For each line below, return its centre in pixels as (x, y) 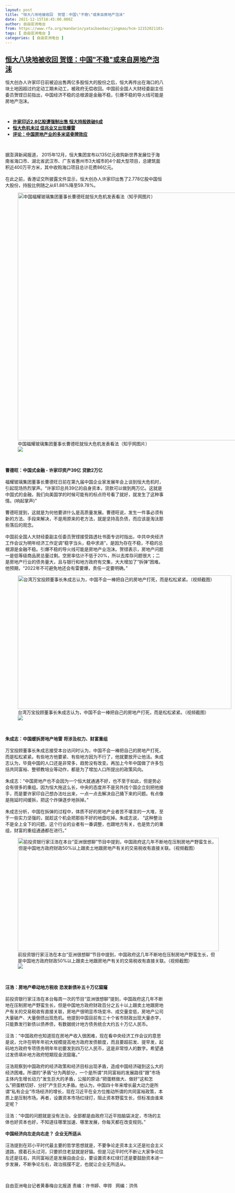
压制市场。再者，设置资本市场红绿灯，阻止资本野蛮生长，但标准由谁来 (91, 1098)
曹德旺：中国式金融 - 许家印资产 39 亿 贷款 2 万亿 (54, 470)
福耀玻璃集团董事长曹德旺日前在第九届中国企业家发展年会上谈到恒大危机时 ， (84, 482)
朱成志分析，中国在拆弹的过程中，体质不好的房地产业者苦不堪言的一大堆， (82, 811)
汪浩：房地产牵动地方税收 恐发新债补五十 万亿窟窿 (56, 987)
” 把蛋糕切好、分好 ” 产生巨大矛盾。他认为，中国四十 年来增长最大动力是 (82, 1085)
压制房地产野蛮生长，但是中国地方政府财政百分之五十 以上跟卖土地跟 (84, 1005)
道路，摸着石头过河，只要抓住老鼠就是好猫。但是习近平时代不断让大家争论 (82, 1151)
